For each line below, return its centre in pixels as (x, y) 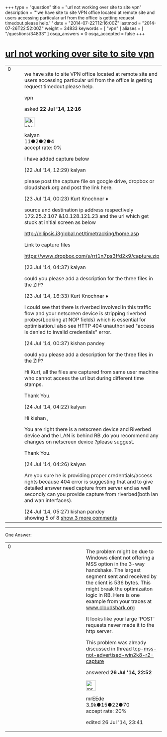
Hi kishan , (36, 418)
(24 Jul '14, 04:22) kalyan (55, 407)
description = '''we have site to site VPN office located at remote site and (80, 12)
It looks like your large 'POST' (121, 619)
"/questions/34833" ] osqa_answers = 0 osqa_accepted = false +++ (75, 34)
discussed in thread (109, 649)
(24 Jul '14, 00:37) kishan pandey (64, 343)
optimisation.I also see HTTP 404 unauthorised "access (89, 326)
